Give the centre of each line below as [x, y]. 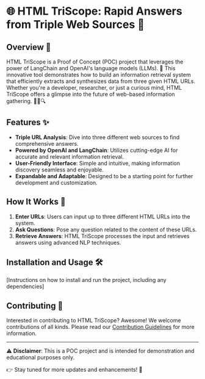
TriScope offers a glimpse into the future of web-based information [91, 94]
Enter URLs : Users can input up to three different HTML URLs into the [103, 216]
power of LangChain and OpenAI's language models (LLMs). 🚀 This [91, 68]
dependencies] [25, 287]
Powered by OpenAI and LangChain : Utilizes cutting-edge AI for [96, 150]
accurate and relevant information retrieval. [69, 156]
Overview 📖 [29, 47]
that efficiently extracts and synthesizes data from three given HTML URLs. [101, 81]
